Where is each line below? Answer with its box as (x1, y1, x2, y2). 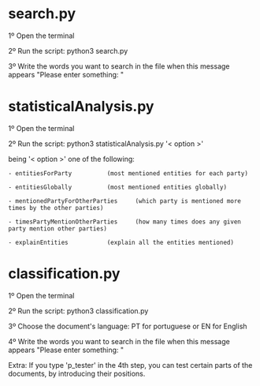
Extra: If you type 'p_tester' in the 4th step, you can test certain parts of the (8, 360, 253, 369)
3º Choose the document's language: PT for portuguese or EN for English (8, 321, 247, 331)
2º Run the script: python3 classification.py (8, 305, 149, 316)
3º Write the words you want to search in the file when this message (8, 61, 230, 71)
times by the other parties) (8, 204, 104, 212)
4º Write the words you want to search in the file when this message (8, 336, 230, 346)
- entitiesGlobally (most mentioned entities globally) (8, 183, 227, 191)
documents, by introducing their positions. (8, 369, 146, 378)
